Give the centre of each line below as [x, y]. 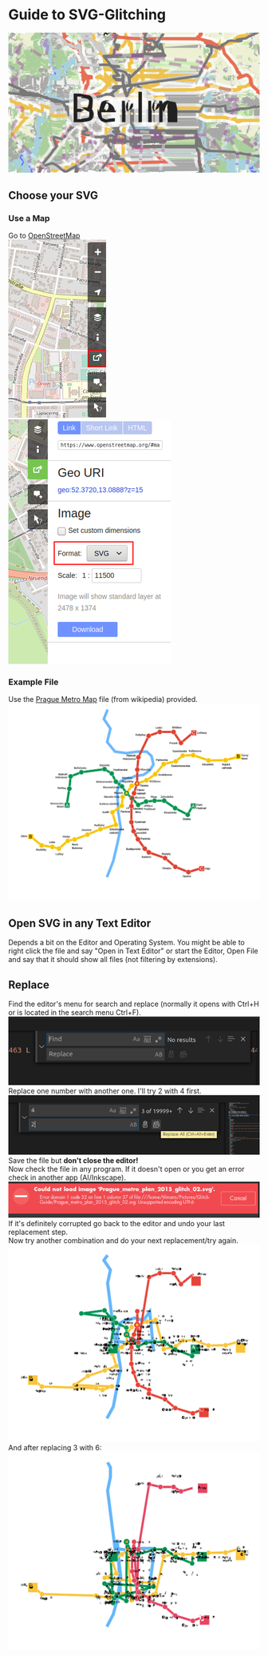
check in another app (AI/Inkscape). [67, 1177]
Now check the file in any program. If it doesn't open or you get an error [126, 1169]
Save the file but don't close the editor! [73, 1161]
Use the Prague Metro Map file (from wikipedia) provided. [103, 700]
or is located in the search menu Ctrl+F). [75, 1012]
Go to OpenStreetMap [44, 235]
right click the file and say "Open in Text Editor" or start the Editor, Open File [133, 951]
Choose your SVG [53, 195]
